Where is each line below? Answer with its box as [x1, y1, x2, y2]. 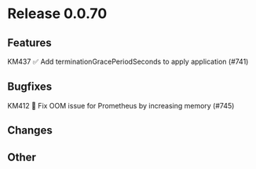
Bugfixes [7, 80, 53, 94]
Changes [7, 123, 53, 138]
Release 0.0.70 [7, 5, 108, 23]
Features [7, 36, 52, 50]
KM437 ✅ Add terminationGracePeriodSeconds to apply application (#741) [7, 57, 249, 66]
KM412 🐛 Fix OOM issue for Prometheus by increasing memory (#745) [7, 101, 235, 110]
